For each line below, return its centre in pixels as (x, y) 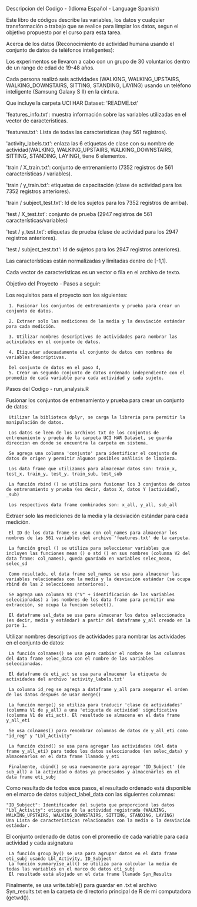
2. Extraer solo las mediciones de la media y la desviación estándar (97, 321)
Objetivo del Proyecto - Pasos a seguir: (54, 284)
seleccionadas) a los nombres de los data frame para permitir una (91, 600)
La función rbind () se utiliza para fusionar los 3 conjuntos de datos (100, 484)
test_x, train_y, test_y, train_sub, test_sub (64, 474)
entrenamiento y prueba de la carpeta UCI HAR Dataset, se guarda (89, 438)
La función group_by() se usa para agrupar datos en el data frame (93, 853)
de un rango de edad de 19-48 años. (51, 68)
